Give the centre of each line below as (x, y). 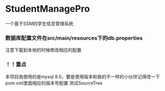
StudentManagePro (48, 9)
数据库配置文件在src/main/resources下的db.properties (74, 38)
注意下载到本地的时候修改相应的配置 (43, 50)
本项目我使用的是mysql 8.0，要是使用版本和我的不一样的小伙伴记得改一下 (83, 76)
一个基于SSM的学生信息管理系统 (39, 23)
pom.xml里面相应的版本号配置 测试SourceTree (54, 83)
